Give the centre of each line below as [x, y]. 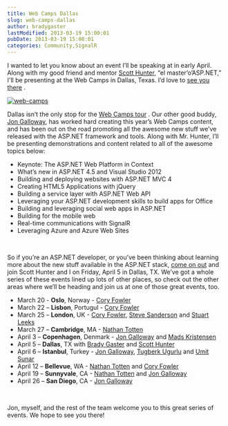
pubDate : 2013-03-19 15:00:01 [51, 39]
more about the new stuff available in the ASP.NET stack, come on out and [113, 265]
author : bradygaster [37, 26]
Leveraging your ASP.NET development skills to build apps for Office [115, 201]
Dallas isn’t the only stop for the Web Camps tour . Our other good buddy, [112, 114]
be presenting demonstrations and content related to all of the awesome [110, 143]
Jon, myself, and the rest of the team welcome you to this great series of [111, 408]
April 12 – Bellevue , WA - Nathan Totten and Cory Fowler [98, 366]
